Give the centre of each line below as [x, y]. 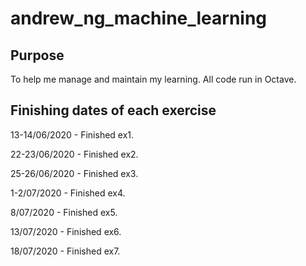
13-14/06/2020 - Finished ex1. [72, 134]
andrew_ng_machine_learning [139, 18]
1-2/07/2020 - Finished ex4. [68, 193]
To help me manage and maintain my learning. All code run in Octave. [153, 79]
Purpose [37, 55]
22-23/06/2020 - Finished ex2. [74, 154]
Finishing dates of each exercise [113, 110]
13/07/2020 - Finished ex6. [66, 231]
